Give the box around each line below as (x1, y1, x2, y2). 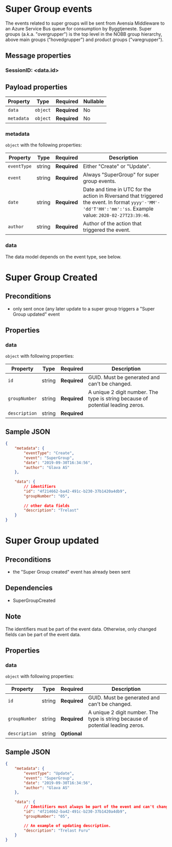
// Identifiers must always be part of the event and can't (24, 804, 155, 809)
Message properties (5, 51, 72, 60)
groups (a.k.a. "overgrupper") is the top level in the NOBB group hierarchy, (5, 31, 162, 37)
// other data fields (24, 503, 70, 508)
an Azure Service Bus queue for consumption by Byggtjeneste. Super (5, 25, 152, 31)
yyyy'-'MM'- (131, 200, 160, 206)
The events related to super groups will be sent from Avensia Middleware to (5, 20, 165, 26)
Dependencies (5, 584, 53, 593)
